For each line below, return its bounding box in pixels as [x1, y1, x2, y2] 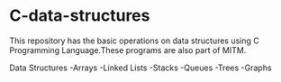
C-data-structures [9, 5, 150, 26]
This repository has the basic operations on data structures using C [9, 35, 259, 46]
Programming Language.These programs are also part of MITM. [9, 44, 247, 55]
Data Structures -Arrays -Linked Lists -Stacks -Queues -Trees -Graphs [9, 62, 272, 73]
